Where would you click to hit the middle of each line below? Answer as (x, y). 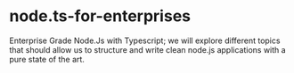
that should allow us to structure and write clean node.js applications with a (148, 49)
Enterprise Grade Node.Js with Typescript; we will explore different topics (145, 40)
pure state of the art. (47, 59)
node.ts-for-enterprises (100, 16)
